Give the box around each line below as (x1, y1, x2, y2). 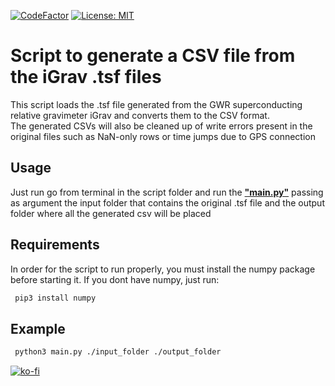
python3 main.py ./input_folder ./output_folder (14, 347, 222, 357)
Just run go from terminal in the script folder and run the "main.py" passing (10, 186, 324, 198)
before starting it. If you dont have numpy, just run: (10, 273, 220, 285)
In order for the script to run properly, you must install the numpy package (10, 263, 316, 275)
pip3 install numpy (14, 293, 97, 303)
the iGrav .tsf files (10, 66, 162, 89)
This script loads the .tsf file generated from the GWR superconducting (10, 98, 303, 110)
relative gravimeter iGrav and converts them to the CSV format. (10, 109, 270, 121)
